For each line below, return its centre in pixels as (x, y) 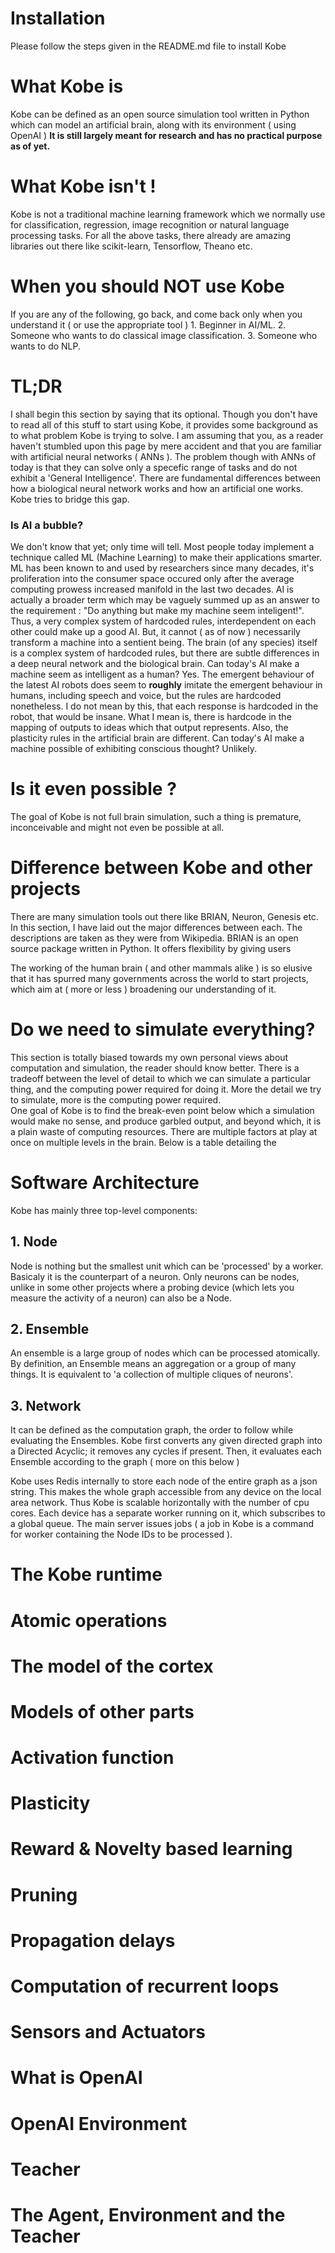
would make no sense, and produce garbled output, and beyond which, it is (166, 1121)
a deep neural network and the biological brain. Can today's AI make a (155, 663)
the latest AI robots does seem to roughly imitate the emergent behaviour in (166, 684)
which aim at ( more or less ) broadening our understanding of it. (143, 989)
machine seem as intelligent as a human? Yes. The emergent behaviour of (162, 674)
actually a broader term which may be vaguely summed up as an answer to (165, 599)
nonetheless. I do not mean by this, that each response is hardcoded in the (164, 706)
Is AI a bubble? (47, 525)
